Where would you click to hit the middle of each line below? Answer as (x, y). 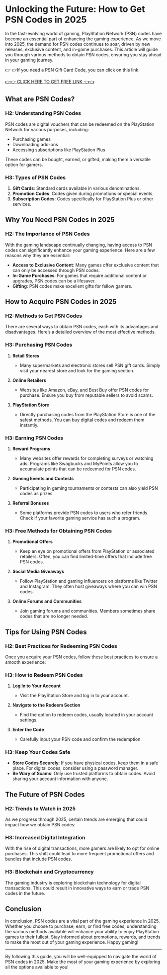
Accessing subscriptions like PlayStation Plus (59, 150)
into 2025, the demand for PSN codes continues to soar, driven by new (78, 44)
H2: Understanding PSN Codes (43, 113)
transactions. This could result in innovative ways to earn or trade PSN (77, 888)
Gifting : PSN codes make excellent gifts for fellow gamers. (72, 286)
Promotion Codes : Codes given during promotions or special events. (83, 193)
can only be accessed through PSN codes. (56, 270)
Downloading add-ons (35, 144)
